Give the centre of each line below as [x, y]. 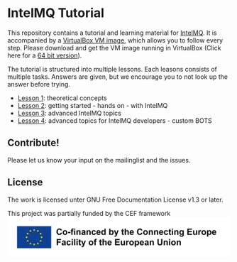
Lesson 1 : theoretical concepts [62, 98]
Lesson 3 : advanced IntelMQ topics [70, 113]
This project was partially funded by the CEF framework [89, 213]
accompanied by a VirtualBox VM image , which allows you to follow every [115, 40]
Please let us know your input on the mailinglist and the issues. [99, 160]
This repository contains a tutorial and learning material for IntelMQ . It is [112, 33]
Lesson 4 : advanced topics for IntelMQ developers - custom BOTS [115, 120]
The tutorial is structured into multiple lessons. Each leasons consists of [112, 69]
